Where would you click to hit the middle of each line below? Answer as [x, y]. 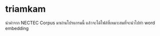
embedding [17, 28]
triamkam [25, 9]
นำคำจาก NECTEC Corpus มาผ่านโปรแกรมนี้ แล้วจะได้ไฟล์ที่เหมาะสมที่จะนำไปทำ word [80, 23]
